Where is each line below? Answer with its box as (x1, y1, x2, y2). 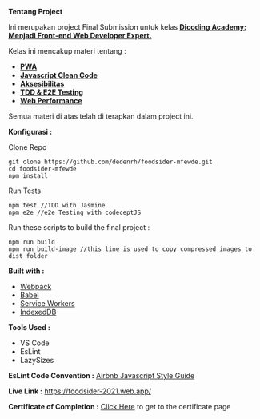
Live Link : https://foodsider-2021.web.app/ (8, 386, 152, 396)
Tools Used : (8, 323, 50, 332)
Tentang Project (8, 7, 63, 16)
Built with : (8, 266, 45, 276)
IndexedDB (19, 308, 57, 316)
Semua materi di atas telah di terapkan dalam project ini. (8, 111, 194, 121)
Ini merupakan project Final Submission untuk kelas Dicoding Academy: (8, 22, 246, 31)
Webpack (19, 282, 52, 291)
